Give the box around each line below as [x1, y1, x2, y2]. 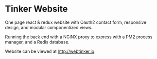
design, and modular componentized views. [5, 24, 93, 30]
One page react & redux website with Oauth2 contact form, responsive [5, 19, 147, 25]
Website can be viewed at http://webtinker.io [5, 48, 95, 54]
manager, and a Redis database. [5, 39, 70, 44]
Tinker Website [5, 3, 68, 15]
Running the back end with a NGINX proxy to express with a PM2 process [5, 34, 153, 40]
